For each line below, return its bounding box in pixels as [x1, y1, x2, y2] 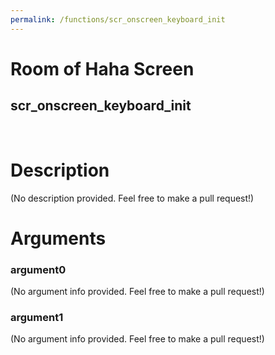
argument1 [10, 310, 64, 324]
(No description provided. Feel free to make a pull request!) [10, 192, 255, 204]
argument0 [10, 262, 67, 276]
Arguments [10, 227, 107, 250]
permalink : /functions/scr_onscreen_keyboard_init [10, 14, 226, 25]
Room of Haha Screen [10, 57, 195, 80]
